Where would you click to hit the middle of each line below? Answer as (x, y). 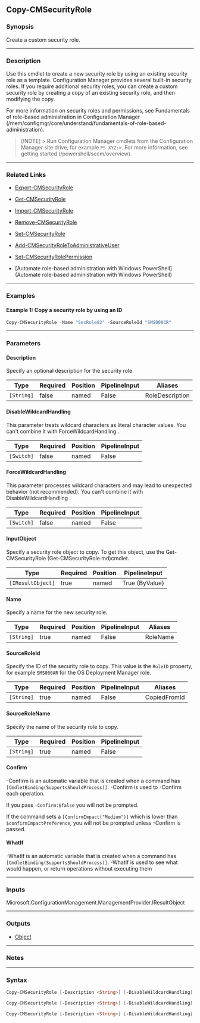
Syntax (17, 980)
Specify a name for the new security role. (57, 612)
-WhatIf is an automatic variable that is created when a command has (91, 856)
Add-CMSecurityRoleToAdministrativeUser (67, 245)
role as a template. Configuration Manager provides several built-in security (99, 80)
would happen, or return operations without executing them (79, 869)
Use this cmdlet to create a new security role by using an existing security (97, 73)
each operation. (26, 793)
